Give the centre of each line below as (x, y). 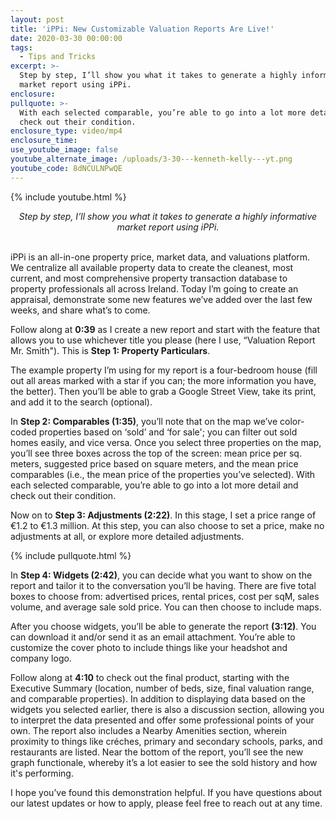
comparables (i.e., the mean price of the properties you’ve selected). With (163, 474)
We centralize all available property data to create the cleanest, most (152, 267)
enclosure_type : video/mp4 (66, 131)
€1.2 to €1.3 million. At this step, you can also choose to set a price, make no (167, 525)
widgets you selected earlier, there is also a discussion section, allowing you (167, 709)
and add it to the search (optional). (81, 402)
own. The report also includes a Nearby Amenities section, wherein (149, 730)
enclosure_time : (44, 141)
